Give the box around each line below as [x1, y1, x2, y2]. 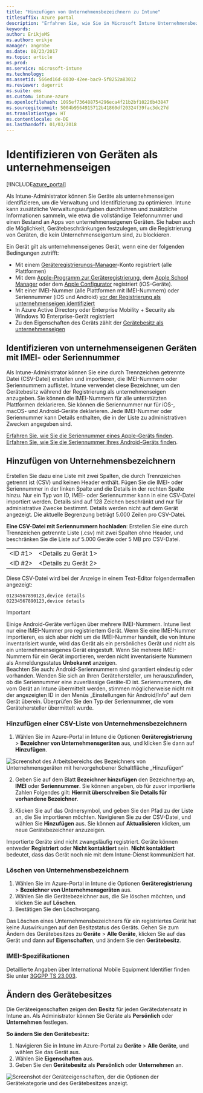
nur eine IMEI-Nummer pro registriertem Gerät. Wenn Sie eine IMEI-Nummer [6, 627, 196, 634]
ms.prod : [6, 59, 28, 66]
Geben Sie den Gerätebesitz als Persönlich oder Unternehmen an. [14, 1061, 183, 1069]
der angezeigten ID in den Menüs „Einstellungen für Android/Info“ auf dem [6, 691, 192, 698]
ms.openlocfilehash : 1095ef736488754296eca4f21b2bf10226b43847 [6, 99, 169, 105]
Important [6, 608, 31, 616]
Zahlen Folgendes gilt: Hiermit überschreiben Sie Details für [14, 789, 167, 796]
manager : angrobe [6, 43, 50, 49]
